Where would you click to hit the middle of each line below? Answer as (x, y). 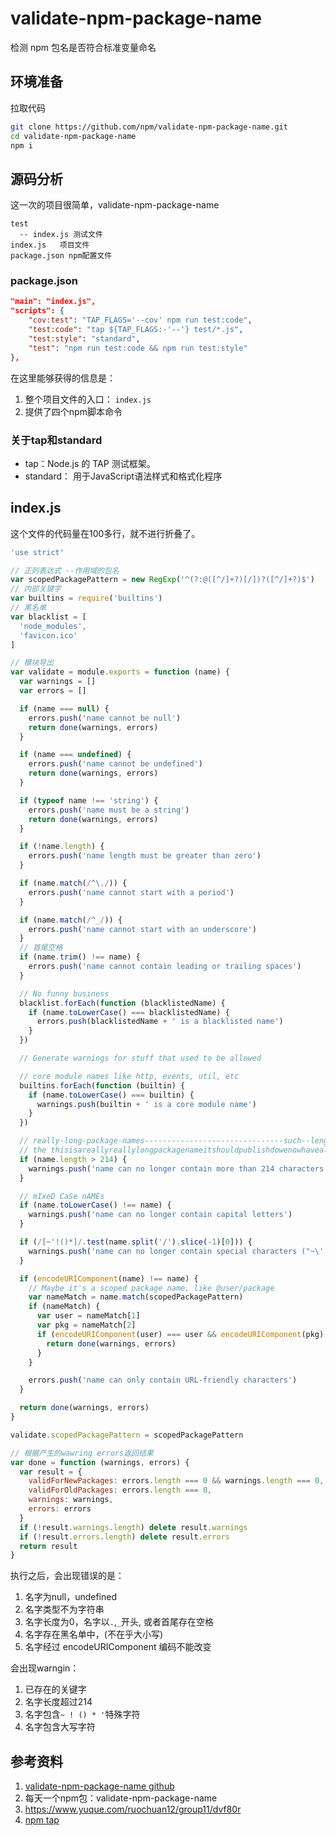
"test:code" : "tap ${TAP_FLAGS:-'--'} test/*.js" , (136, 330)
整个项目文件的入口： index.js (88, 399)
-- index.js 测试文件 (61, 235)
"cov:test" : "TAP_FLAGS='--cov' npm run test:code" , (140, 320)
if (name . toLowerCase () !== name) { (95, 1205)
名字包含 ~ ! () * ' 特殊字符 (82, 1714)
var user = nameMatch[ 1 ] (88, 1316)
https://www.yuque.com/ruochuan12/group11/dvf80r (133, 1809)
